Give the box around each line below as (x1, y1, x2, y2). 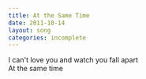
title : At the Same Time (8, 11, 90, 20)
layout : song (8, 26, 51, 34)
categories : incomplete (8, 33, 87, 42)
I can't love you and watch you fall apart (8, 55, 138, 65)
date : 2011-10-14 (8, 19, 66, 27)
